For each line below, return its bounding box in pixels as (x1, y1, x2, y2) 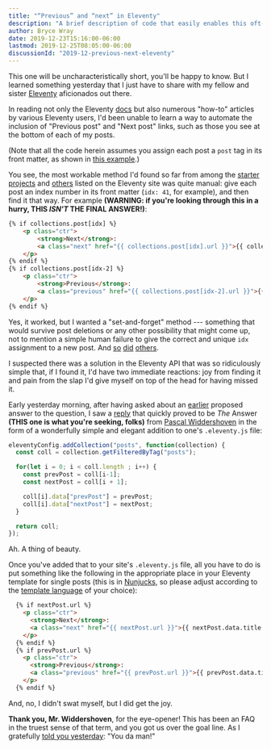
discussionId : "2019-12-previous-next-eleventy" (8, 49, 175, 57)
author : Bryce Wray (8, 27, 74, 35)
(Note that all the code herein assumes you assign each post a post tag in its (8, 146, 262, 155)
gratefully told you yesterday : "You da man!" (8, 731, 156, 741)
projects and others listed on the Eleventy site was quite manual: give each (8, 178, 256, 188)
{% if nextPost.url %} (15, 601, 92, 609)
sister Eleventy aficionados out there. (8, 89, 132, 98)
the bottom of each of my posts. (8, 130, 115, 140)
